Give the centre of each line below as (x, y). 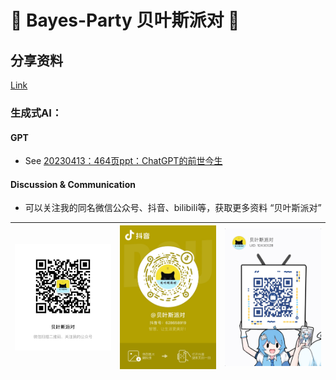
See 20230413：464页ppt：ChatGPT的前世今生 (123, 161)
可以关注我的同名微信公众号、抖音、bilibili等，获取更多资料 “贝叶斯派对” (173, 208)
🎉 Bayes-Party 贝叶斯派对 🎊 (125, 20)
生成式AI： (36, 113)
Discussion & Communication (73, 184)
